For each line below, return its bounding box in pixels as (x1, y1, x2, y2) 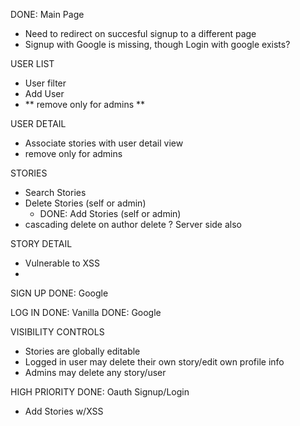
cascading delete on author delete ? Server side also (24, 219, 242, 230)
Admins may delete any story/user (24, 367, 167, 378)
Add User (24, 88, 65, 99)
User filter (24, 77, 67, 89)
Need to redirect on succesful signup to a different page (24, 28, 257, 39)
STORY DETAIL (10, 238, 73, 249)
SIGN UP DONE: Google (10, 287, 109, 299)
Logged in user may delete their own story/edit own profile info (24, 356, 285, 368)
